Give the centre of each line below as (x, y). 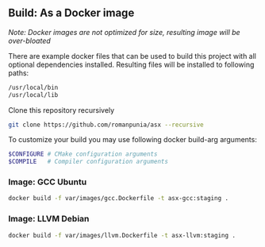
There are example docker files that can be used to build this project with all (132, 56)
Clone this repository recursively (61, 110)
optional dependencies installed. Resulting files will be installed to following (131, 64)
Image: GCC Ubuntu (48, 182)
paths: (19, 73)
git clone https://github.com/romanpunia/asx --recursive (106, 125)
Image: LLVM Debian (49, 219)
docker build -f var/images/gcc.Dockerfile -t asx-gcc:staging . (118, 199)
